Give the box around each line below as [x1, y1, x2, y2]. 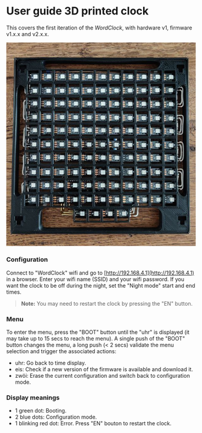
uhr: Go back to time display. [14, 359, 86, 366]
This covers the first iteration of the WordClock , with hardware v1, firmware [6, 24, 192, 31]
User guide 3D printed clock [6, 4, 149, 18]
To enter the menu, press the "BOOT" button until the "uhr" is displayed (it [6, 329, 190, 336]
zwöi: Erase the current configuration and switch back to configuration [14, 372, 191, 379]
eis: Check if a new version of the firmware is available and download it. [14, 365, 194, 373]
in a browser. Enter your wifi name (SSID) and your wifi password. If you [6, 275, 185, 283]
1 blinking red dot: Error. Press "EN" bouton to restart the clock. [14, 420, 172, 427]
